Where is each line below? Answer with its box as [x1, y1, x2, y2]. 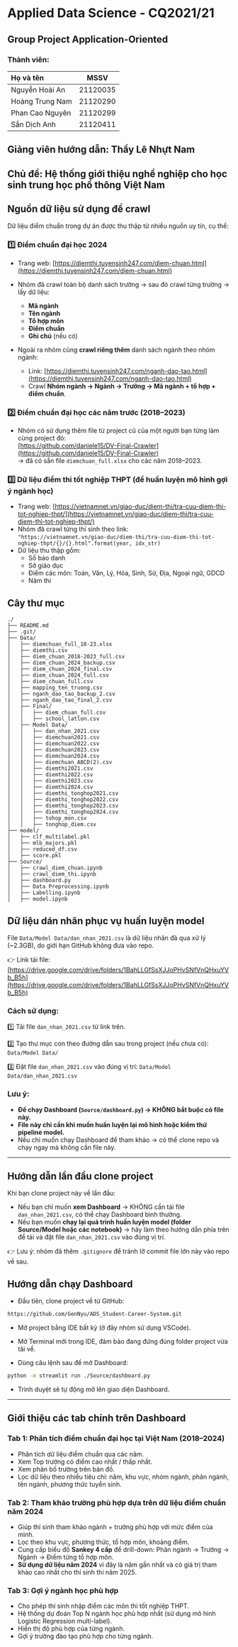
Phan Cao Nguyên [11, 108, 72, 118]
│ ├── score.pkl [7, 852, 62, 859]
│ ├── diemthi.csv [7, 647, 69, 654]
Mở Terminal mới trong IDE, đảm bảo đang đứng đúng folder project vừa [17, 1337, 228, 1346]
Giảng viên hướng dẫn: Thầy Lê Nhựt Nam [7, 143, 195, 156]
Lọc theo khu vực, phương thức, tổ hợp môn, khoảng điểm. [17, 1538, 190, 1546]
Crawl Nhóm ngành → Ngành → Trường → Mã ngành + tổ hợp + [28, 381, 216, 390]
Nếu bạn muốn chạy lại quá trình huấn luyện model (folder [17, 1218, 191, 1227]
